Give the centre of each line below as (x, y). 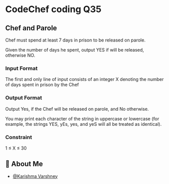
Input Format (22, 68)
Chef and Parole (31, 28)
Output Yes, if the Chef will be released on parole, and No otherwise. (77, 109)
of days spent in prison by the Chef (42, 85)
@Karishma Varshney (35, 176)
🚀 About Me (24, 164)
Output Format (24, 98)
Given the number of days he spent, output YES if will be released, (75, 50)
